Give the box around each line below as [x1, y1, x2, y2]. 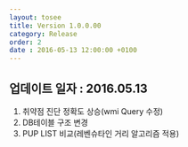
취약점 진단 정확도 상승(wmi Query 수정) [21, 105, 163, 116]
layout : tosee [9, 12, 62, 22]
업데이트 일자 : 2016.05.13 [9, 81, 149, 96]
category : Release [9, 29, 78, 38]
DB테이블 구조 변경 [21, 117, 89, 128]
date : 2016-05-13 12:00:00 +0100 [9, 46, 138, 55]
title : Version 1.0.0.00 [9, 21, 102, 30]
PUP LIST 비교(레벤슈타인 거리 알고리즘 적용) [21, 128, 180, 138]
